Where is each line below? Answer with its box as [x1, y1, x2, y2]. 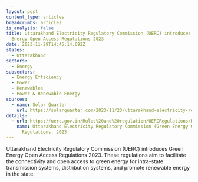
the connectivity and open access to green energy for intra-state [6, 157, 164, 165]
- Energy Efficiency [11, 74, 62, 80]
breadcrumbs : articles [6, 19, 62, 25]
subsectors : [6, 69, 35, 75]
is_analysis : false [6, 25, 54, 31]
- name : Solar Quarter [11, 101, 67, 108]
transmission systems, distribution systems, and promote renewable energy [6, 164, 190, 171]
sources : [6, 96, 28, 102]
